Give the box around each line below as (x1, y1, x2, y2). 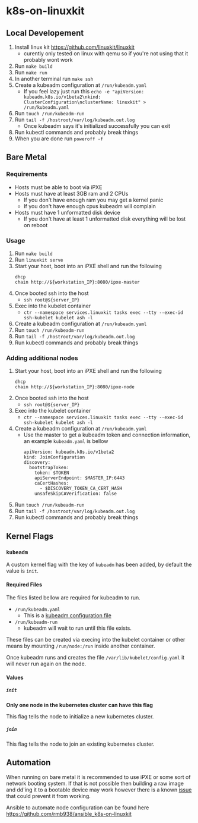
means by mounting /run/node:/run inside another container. (6, 642, 155, 649)
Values (6, 674, 24, 681)
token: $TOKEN (34, 470, 69, 476)
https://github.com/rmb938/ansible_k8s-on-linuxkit (6, 810, 132, 817)
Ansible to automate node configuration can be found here (6, 804, 149, 811)
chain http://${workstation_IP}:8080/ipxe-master (14, 279, 140, 285)
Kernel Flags (6, 531, 53, 541)
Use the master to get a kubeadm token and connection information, (23, 431, 191, 438)
